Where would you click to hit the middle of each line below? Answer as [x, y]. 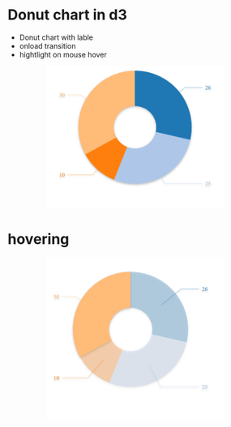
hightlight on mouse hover [63, 54]
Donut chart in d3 [67, 15]
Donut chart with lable [56, 37]
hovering [38, 239]
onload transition [47, 45]
